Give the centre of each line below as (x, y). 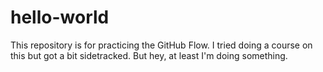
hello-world (60, 17)
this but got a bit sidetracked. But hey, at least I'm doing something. (149, 55)
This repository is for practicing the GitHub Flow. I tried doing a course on (161, 45)
